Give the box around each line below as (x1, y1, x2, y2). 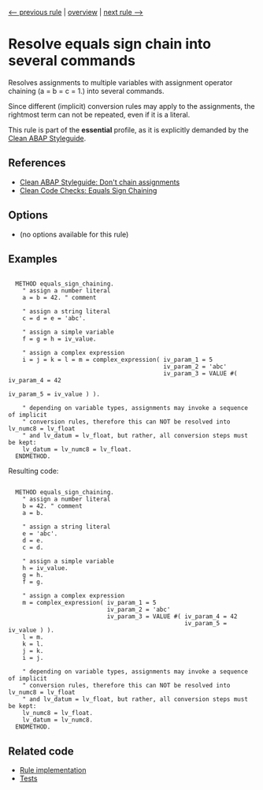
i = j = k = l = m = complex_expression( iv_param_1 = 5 (22, 356, 213, 364)
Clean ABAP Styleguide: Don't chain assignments (19, 177, 180, 187)
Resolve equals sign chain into (8, 35, 211, 53)
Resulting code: (8, 466, 59, 476)
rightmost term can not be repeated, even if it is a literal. (8, 110, 191, 119)
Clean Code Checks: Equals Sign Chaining (19, 185, 157, 195)
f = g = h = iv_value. (22, 335, 97, 343)
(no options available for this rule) (19, 229, 129, 239)
